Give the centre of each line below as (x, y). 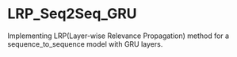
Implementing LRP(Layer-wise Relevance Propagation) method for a (118, 36)
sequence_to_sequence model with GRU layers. (85, 44)
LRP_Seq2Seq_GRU (72, 14)
